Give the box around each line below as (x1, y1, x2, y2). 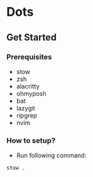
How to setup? (6, 135, 56, 145)
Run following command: (16, 152, 87, 160)
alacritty (16, 82, 40, 90)
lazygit (16, 104, 36, 112)
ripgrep (16, 111, 38, 119)
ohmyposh (16, 89, 47, 97)
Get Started (6, 32, 57, 43)
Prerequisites (6, 52, 52, 62)
